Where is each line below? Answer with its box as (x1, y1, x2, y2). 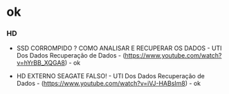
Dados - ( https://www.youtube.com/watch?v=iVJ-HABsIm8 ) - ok (16, 80, 201, 88)
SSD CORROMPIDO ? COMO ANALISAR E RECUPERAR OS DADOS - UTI (16, 44, 222, 52)
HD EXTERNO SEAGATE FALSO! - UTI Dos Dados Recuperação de (16, 72, 205, 80)
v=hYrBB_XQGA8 (16, 59, 65, 67)
